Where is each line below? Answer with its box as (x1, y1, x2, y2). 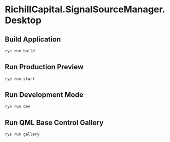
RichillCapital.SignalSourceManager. (5, 4, 165, 15)
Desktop (5, 14, 42, 26)
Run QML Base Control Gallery (5, 118, 104, 127)
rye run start (5, 76, 35, 82)
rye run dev (5, 104, 30, 109)
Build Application (5, 35, 61, 44)
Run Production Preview (5, 63, 84, 71)
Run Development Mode (5, 90, 84, 99)
